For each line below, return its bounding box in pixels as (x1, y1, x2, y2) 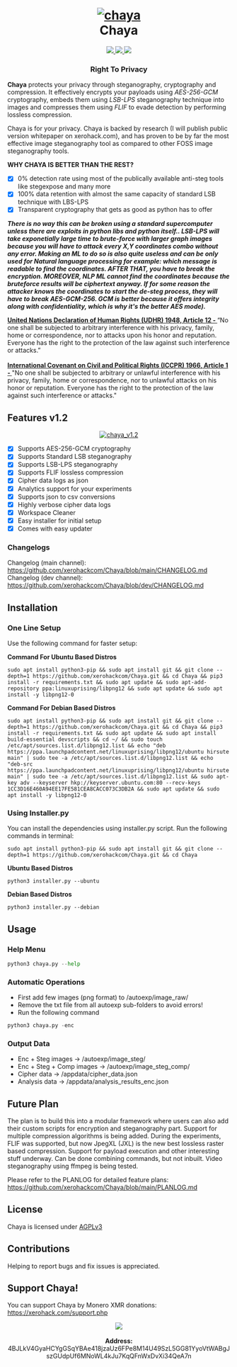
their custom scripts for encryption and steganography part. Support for (7, 1124, 217, 1133)
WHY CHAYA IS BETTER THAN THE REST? (7, 161, 134, 169)
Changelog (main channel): (7, 559, 86, 567)
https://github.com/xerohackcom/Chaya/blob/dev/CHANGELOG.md (7, 581, 204, 590)
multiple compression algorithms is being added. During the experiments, (7, 1132, 221, 1140)
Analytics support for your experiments (17, 484, 132, 493)
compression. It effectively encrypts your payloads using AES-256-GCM (7, 88, 219, 96)
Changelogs (7, 542, 51, 552)
